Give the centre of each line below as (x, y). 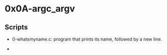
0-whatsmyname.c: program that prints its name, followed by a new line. (87, 39)
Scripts (16, 27)
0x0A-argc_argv (40, 9)
